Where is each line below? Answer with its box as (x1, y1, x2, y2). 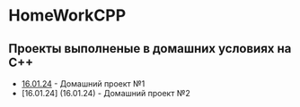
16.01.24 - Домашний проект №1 (21, 78, 146, 89)
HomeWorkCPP (8, 5, 127, 26)
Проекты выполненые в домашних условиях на (8, 41, 292, 56)
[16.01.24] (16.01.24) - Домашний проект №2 (21, 88, 190, 98)
